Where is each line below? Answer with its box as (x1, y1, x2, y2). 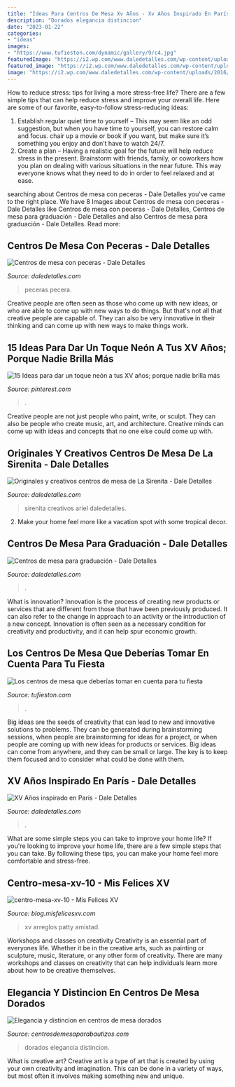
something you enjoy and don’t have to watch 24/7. (17, 139, 165, 147)
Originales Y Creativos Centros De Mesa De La (7, 447, 213, 459)
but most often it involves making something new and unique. (7, 1072, 185, 1080)
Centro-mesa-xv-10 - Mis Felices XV (7, 877, 170, 889)
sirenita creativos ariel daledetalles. (24, 504, 127, 512)
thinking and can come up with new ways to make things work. (7, 322, 189, 330)
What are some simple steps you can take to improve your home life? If (7, 835, 212, 843)
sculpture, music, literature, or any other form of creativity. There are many (7, 951, 223, 960)
